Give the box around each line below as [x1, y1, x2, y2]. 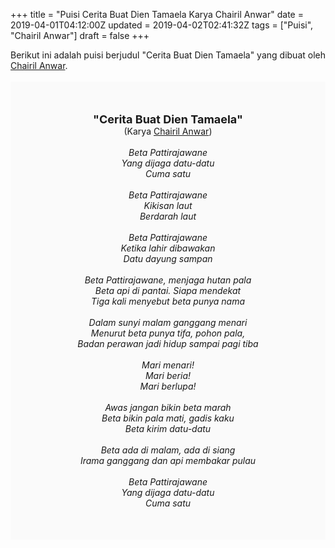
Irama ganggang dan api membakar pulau [79, 455, 257, 466]
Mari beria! [144, 370, 192, 381]
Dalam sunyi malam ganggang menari [88, 317, 248, 328]
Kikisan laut [143, 200, 193, 211]
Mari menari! [141, 359, 195, 371]
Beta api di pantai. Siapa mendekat [94, 285, 242, 296]
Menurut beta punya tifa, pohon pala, [90, 327, 246, 339]
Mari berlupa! [139, 380, 197, 392]
